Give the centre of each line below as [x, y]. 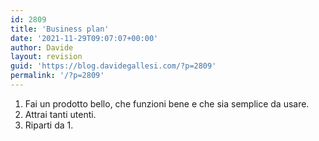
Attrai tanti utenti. [60, 114]
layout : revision [46, 57]
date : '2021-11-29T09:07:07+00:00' [84, 38]
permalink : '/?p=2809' [57, 76]
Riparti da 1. [49, 125]
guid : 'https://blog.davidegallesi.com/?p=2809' [113, 66]
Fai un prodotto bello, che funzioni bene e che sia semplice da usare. [167, 103]
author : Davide [42, 47]
